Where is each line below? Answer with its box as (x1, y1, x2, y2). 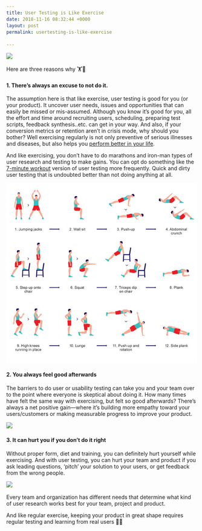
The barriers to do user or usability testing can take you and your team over (6, 384, 195, 392)
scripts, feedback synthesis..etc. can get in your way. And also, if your (6, 121, 181, 128)
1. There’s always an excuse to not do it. (6, 82, 108, 89)
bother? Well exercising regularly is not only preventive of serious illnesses (6, 134, 192, 141)
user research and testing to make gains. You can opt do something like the (6, 158, 195, 166)
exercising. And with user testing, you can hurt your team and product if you (6, 456, 197, 463)
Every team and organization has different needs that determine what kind (6, 493, 192, 501)
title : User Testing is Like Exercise (6, 10, 104, 16)
